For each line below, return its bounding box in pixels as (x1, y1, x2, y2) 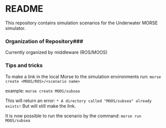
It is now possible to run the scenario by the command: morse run (5, 112, 142, 119)
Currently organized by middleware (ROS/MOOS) (5, 49, 108, 56)
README (5, 3, 44, 15)
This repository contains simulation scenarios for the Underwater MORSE (5, 20, 158, 26)
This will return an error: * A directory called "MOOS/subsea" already (5, 97, 152, 104)
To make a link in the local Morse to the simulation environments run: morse (5, 73, 161, 79)
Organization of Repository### (5, 37, 84, 45)
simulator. (5, 25, 26, 31)
